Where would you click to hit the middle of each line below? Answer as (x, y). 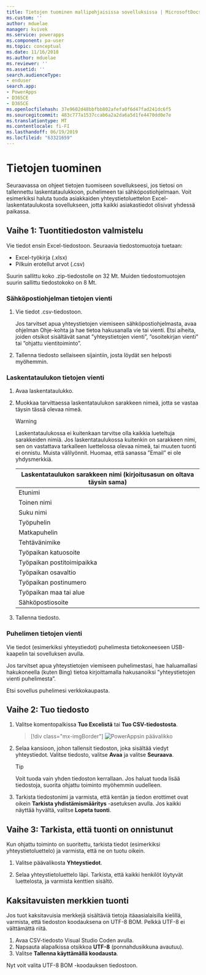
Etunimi (29, 492)
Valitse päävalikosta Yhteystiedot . (59, 863)
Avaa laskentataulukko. (44, 391)
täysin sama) (108, 482)
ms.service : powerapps (35, 35)
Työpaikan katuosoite (49, 553)
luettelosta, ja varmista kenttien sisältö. (64, 881)
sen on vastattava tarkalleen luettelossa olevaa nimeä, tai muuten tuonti (105, 446)
